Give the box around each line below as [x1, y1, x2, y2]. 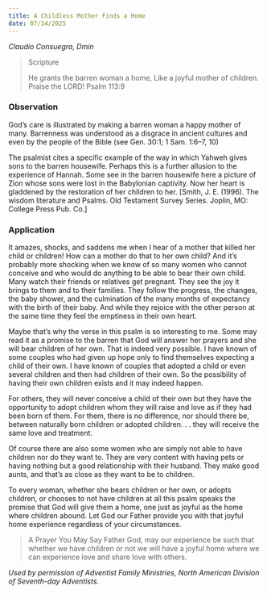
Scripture [27, 57, 60, 67]
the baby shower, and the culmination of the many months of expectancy [8, 294, 251, 303]
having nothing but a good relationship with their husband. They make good [8, 461, 260, 471]
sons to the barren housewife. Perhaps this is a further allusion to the [8, 161, 237, 170]
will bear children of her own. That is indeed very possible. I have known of [8, 344, 257, 353]
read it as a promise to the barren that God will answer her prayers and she [8, 336, 257, 345]
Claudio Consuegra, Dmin [8, 41, 94, 51]
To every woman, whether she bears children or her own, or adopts [8, 485, 232, 495]
